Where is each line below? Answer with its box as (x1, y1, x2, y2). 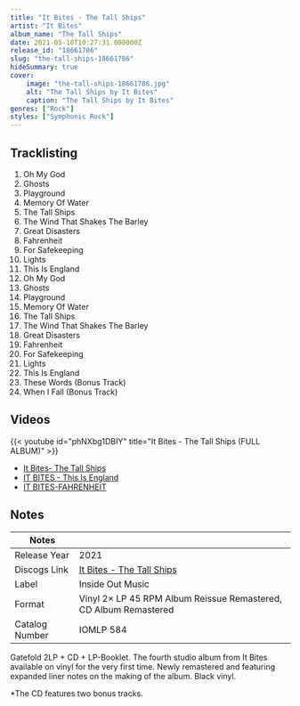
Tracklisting (10, 145, 78, 160)
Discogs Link (14, 563, 69, 575)
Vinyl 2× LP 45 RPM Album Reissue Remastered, (78, 592, 283, 605)
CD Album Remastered (78, 603, 174, 615)
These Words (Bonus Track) (22, 377, 126, 387)
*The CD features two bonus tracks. (10, 687, 143, 699)
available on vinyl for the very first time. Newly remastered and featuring (10, 661, 276, 672)
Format (14, 597, 45, 610)
